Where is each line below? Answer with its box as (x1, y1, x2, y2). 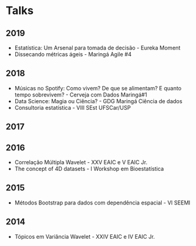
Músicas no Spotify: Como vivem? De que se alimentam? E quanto (14, 84, 181, 92)
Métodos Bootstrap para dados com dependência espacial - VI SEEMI (14, 199, 191, 206)
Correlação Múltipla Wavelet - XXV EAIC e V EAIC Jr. (14, 159, 148, 166)
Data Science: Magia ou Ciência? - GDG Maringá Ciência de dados (14, 97, 183, 104)
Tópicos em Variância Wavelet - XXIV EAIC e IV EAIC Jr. (14, 233, 155, 240)
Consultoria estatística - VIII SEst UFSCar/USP (14, 104, 131, 111)
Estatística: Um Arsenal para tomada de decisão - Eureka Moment (14, 44, 181, 51)
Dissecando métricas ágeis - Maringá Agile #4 (14, 51, 132, 58)
